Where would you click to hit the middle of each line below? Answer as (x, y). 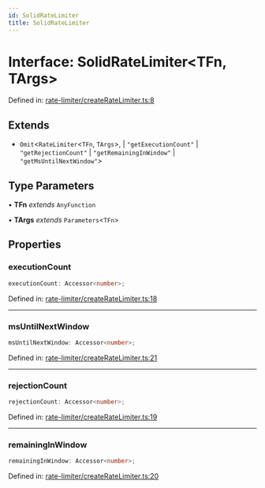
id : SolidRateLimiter (44, 15)
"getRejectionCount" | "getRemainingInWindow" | (97, 153)
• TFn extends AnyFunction (52, 205)
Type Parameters (51, 186)
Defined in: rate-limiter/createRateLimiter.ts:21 (83, 358)
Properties (35, 245)
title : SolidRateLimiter (49, 23)
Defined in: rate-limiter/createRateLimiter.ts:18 (83, 298)
